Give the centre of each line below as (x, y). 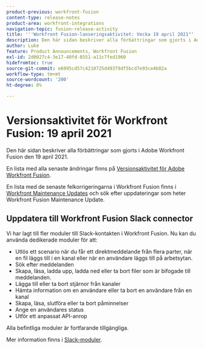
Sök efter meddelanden (44, 264)
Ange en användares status (49, 310)
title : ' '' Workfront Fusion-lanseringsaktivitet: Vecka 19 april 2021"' (100, 35)
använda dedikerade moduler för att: (52, 240)
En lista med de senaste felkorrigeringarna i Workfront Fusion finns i (91, 186)
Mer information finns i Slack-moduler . (54, 339)
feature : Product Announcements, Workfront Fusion (72, 52)
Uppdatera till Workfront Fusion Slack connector (100, 219)
